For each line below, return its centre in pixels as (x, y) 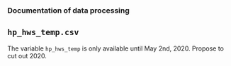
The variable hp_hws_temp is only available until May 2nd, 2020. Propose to (116, 48)
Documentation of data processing (68, 11)
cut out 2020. (27, 55)
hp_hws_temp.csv (43, 32)
